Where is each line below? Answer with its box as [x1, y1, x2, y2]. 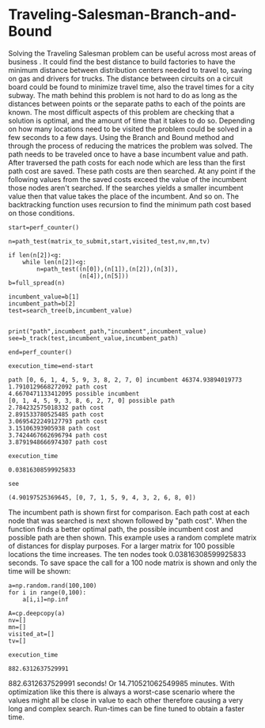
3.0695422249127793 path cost [8, 417, 108, 425]
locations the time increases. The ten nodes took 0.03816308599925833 [8, 549, 247, 559]
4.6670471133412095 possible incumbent [8, 389, 140, 397]
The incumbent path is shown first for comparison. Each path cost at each [8, 507, 250, 517]
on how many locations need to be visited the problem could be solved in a [8, 124, 253, 134]
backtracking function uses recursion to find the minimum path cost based [8, 199, 252, 209]
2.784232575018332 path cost [8, 404, 104, 411]
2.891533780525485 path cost [8, 410, 104, 419]
